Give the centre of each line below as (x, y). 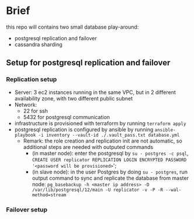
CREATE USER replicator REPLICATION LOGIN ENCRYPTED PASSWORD (109, 160)
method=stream (49, 195)
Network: (26, 105)
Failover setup (27, 210)
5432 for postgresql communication (66, 117)
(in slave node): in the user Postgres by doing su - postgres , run (110, 172)
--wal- (174, 190)
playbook (25, 135)
